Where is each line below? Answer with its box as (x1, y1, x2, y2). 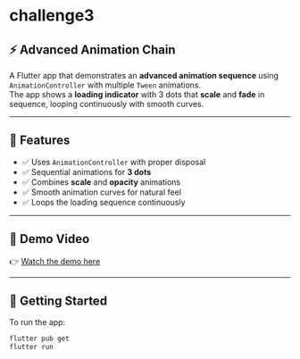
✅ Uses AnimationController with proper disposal (21, 156, 206, 167)
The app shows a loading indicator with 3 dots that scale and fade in (9, 89, 265, 99)
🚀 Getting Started (9, 294, 108, 309)
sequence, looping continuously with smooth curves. (9, 99, 204, 109)
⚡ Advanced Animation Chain (9, 42, 176, 57)
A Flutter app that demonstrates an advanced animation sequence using (9, 71, 279, 80)
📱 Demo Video (9, 231, 90, 246)
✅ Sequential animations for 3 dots (21, 166, 152, 177)
